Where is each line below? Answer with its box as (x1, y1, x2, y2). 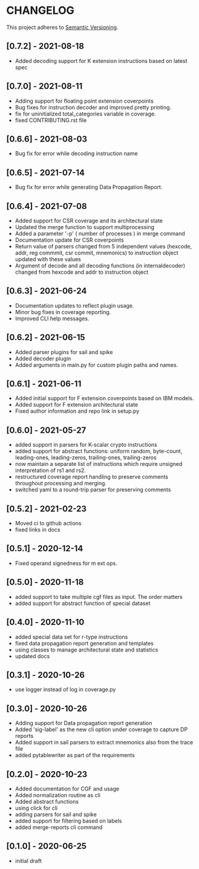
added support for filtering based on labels (15, 817, 122, 824)
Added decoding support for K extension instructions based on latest (15, 57, 188, 64)
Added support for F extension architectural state (15, 401, 139, 409)
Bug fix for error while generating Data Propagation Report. (15, 184, 163, 191)
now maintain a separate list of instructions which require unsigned (15, 460, 183, 468)
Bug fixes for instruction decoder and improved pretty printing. (15, 103, 172, 111)
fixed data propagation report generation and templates (15, 639, 154, 647)
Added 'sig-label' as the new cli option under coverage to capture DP (15, 726, 188, 733)
